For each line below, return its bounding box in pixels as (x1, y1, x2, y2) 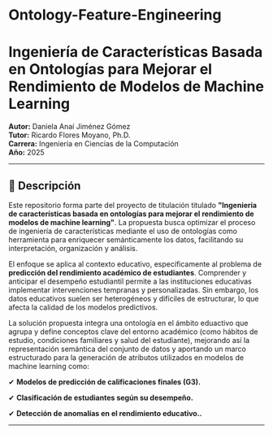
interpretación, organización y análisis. (8, 243, 138, 253)
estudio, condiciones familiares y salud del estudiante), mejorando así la (8, 335, 250, 345)
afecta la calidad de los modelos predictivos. (8, 302, 158, 312)
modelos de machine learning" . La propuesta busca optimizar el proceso (8, 217, 256, 227)
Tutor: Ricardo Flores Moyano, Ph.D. (8, 130, 131, 140)
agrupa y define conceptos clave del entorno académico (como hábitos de (8, 327, 258, 336)
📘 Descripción (8, 179, 81, 193)
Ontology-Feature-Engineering (8, 6, 222, 24)
